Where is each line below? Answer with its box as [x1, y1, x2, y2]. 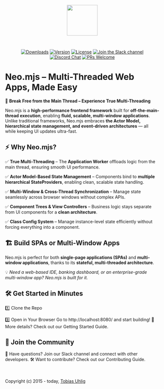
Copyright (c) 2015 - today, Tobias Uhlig [5, 378, 86, 384]
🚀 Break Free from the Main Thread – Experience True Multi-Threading [5, 98, 151, 104]
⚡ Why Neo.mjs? [5, 143, 57, 151]
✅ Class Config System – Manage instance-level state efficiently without [5, 219, 153, 224]
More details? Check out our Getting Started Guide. [5, 324, 109, 330]
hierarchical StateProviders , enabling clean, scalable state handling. [5, 179, 144, 185]
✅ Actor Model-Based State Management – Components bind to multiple [5, 173, 155, 179]
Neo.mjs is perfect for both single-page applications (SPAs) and [5, 254, 136, 260]
